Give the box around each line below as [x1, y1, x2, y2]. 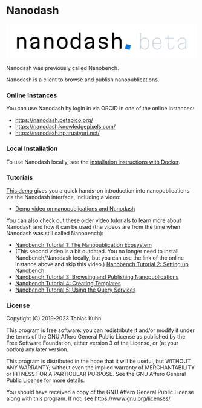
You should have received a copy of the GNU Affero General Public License [6, 389, 194, 396]
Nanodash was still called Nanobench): [6, 229, 104, 237]
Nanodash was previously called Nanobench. [6, 64, 119, 71]
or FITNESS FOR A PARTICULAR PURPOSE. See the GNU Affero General [6, 371, 186, 378]
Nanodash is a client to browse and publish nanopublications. [6, 76, 160, 83]
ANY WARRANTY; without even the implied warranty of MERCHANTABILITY [6, 364, 195, 371]
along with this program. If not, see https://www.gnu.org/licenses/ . [6, 395, 172, 402]
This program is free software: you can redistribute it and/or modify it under [6, 327, 195, 334]
